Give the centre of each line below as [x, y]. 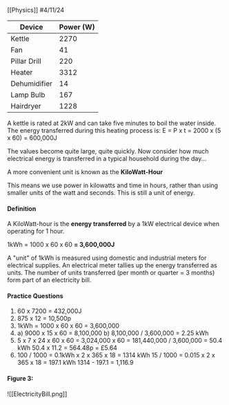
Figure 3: [20, 378]
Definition [22, 208]
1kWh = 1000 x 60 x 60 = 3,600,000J [61, 245]
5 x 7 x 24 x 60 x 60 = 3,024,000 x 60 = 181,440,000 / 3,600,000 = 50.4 [120, 341]
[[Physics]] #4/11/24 [36, 10]
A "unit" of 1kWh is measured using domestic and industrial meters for [107, 258]
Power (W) [77, 27]
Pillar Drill [26, 61]
